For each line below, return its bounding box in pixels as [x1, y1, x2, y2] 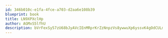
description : [5, 26, 32, 31]
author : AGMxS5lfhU [5, 21, 46, 26]
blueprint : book [5, 12, 39, 17]
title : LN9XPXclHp [5, 16, 43, 21]
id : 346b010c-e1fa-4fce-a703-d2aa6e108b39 [5, 7, 95, 12]
